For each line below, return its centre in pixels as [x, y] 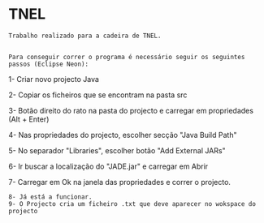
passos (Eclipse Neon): [49, 64]
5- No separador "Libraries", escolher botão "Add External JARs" [117, 150]
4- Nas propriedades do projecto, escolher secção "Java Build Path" [123, 135]
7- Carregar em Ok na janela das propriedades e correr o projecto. [120, 182]
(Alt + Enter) [29, 119]
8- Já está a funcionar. [50, 197]
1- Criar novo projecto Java [54, 79]
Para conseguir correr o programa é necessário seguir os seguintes [127, 57]
